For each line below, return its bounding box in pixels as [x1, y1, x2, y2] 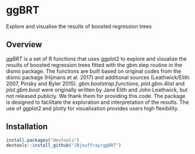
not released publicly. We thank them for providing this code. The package [6, 92, 186, 99]
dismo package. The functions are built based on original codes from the [6, 68, 182, 75]
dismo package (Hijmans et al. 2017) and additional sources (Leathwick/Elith [6, 73, 190, 80]
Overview [6, 40, 43, 50]
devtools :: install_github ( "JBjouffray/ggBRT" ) [6, 142, 121, 149]
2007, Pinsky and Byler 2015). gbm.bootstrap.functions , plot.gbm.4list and [6, 80, 185, 87]
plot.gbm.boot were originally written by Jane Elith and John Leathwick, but [6, 86, 188, 93]
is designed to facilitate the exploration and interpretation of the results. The [6, 99, 189, 106]
